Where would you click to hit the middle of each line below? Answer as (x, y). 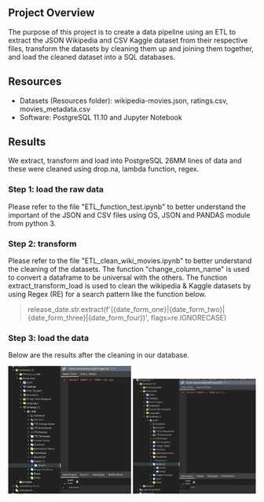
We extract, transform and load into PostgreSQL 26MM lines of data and (125, 161)
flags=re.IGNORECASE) (189, 318)
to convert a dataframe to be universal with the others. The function (118, 277)
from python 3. (32, 223)
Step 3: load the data (48, 338)
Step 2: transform (42, 244)
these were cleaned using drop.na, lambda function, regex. (104, 169)
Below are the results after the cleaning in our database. (99, 355)
